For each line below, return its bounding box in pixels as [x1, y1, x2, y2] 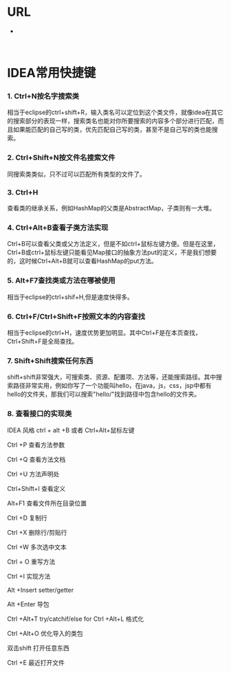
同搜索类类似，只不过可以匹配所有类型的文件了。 [7, 170, 146, 178]
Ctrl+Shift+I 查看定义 [7, 484, 66, 492]
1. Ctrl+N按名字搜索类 [7, 91, 80, 101]
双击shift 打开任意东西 [7, 643, 70, 652]
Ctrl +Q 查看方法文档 [7, 455, 66, 463]
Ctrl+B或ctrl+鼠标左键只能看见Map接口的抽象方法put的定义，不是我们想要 [7, 248, 217, 256]
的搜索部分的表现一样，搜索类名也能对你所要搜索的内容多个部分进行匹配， [7, 117, 218, 125]
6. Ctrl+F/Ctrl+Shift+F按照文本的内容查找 [7, 311, 146, 321]
